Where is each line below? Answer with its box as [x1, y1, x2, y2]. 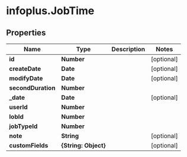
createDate [9, 65, 41, 73]
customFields [9, 142, 49, 149]
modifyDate [9, 74, 43, 82]
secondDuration [9, 84, 56, 92]
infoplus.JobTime [6, 4, 95, 18]
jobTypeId [9, 122, 38, 130]
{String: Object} [61, 142, 106, 149]
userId [9, 103, 28, 111]
